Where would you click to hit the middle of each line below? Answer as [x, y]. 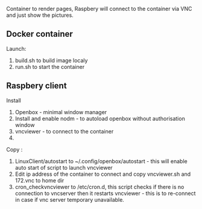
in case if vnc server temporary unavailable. [70, 199]
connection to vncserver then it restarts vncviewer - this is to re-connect [105, 193]
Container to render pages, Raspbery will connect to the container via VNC [99, 9]
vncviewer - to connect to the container [64, 131]
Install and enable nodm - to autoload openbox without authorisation [100, 118]
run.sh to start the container [50, 66]
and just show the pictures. [40, 15]
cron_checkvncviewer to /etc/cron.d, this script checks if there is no [99, 187]
